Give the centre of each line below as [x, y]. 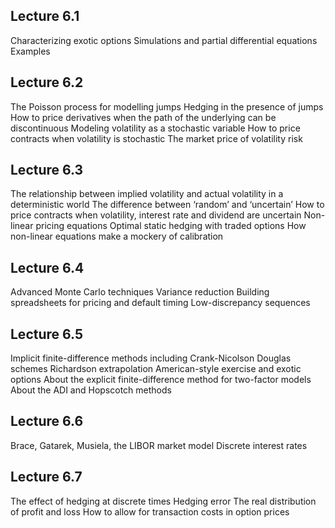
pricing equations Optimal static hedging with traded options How [171, 226]
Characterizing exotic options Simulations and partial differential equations [164, 40]
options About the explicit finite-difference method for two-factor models [161, 380]
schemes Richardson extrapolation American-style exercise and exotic [156, 369]
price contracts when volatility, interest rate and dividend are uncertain [156, 215]
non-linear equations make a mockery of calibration [117, 236]
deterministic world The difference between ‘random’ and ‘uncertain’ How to [167, 205]
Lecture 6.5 [46, 334]
